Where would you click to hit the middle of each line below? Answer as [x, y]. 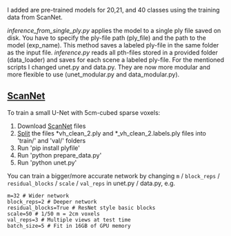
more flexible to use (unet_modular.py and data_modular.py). [93, 74]
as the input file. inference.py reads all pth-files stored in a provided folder [113, 52]
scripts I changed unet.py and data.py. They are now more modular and [109, 67]
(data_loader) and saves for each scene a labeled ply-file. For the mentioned [116, 60]
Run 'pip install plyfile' [49, 148]
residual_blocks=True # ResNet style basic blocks [81, 208]
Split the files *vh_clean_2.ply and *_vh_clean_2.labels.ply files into [112, 133]
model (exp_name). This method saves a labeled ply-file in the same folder [113, 45]
